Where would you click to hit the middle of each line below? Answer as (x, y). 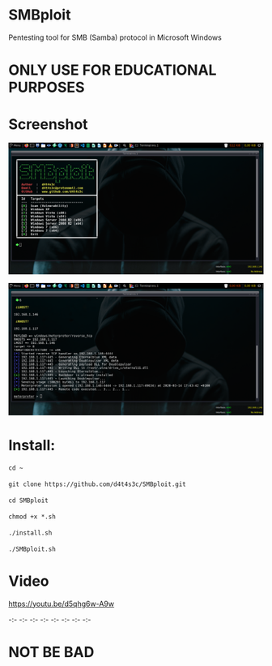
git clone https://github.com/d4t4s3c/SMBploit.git (97, 484)
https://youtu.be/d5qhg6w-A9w (62, 604)
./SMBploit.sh (32, 549)
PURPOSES (47, 88)
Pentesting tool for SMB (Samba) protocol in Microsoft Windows (115, 37)
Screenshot (48, 125)
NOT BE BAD (51, 652)
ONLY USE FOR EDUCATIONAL (113, 70)
